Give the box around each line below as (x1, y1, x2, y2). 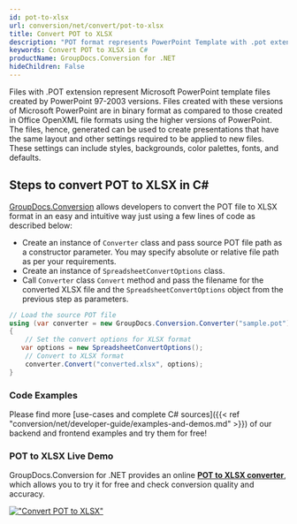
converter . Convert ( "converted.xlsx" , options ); (25, 360, 203, 368)
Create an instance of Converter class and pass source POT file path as (21, 237, 283, 247)
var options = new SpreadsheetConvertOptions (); (20, 344, 203, 353)
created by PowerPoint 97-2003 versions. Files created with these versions (9, 95, 284, 106)
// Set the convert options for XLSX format (25, 335, 192, 345)
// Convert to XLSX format (25, 352, 125, 361)
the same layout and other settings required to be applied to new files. (9, 133, 264, 144)
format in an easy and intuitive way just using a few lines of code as (9, 210, 256, 221)
